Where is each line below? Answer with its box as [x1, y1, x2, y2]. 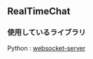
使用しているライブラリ [7, 28, 86, 37]
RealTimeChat [7, 6, 71, 17]
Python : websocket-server [7, 44, 86, 52]
